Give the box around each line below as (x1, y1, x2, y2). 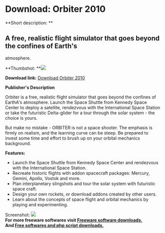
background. (5, 140, 31, 146)
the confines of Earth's (5, 42, 78, 50)
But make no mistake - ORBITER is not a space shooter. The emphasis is (5, 125, 153, 131)
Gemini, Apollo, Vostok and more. (12, 175, 81, 181)
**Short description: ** (5, 20, 53, 26)
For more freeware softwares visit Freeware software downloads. (5, 217, 143, 223)
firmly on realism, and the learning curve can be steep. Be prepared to (5, 130, 149, 136)
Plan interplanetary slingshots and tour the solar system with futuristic (12, 181, 156, 186)
